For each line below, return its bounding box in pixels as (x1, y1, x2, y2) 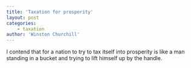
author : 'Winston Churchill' (6, 32, 80, 38)
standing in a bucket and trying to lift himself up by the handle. (6, 55, 163, 62)
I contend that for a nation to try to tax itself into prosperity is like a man (6, 48, 185, 55)
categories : (6, 20, 36, 26)
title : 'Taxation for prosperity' (6, 8, 94, 15)
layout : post (6, 15, 39, 21)
